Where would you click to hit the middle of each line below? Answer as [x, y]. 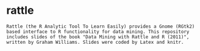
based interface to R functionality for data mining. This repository [98, 31]
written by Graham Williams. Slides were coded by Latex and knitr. [95, 42]
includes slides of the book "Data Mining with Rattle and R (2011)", [98, 37]
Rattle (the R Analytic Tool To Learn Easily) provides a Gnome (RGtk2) [101, 26]
